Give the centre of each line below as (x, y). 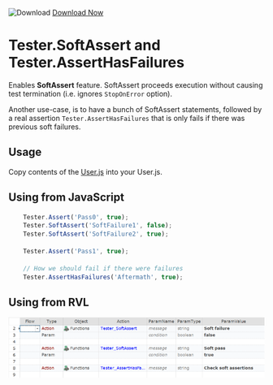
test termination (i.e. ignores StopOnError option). (91, 93)
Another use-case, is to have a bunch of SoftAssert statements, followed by (135, 109)
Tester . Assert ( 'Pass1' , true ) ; (76, 252)
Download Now (78, 13)
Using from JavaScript (66, 198)
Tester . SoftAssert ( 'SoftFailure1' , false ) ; (98, 226)
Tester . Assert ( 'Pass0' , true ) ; (76, 217)
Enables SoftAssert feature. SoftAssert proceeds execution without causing (136, 84)
